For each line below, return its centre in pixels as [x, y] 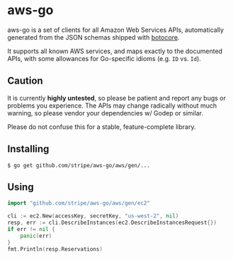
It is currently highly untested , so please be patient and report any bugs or [117, 98]
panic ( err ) [36, 236]
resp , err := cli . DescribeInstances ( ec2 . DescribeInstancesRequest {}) [112, 223]
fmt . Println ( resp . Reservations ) [55, 249]
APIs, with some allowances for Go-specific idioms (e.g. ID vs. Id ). [104, 58]
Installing [28, 149]
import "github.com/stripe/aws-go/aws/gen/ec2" [79, 203]
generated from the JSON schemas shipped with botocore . [93, 37]
